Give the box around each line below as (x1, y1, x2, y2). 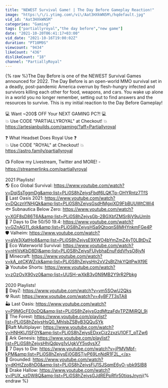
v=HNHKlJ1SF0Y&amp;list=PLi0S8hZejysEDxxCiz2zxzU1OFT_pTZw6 (5, 329, 148, 336)
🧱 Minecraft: (5, 253, 31, 259)
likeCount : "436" (5, 50, 42, 55)
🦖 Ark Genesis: (5, 335, 36, 341)
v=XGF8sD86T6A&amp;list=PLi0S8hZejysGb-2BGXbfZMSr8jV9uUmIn (5, 213, 151, 220)
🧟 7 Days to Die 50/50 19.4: (5, 219, 62, 225)
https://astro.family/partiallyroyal (5, 148, 73, 154)
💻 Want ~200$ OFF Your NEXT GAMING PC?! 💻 (5, 111, 107, 117)
